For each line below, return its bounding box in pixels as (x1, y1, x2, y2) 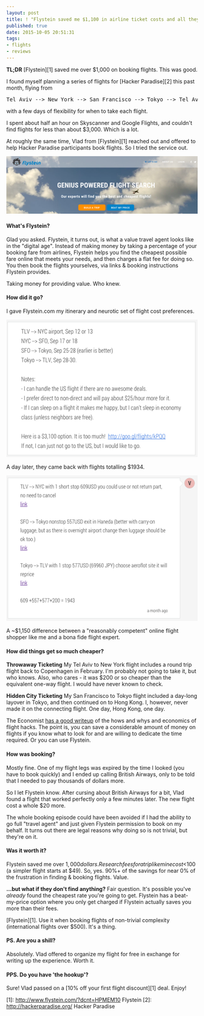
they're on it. (6, 833, 38, 840)
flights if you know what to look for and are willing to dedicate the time (6, 730, 182, 737)
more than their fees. (6, 904, 59, 912)
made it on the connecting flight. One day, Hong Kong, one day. (6, 705, 165, 712)
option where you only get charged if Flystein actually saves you (30, 898, 192, 905)
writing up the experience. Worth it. (6, 957, 95, 964)
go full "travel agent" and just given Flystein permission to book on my (6, 820, 182, 827)
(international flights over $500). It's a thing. (6, 923, 117, 930)
